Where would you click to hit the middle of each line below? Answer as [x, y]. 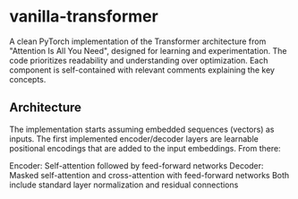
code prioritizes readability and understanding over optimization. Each [139, 60]
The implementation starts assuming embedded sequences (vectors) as [142, 129]
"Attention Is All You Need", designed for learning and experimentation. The [148, 50]
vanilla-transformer [84, 17]
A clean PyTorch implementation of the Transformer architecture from [138, 41]
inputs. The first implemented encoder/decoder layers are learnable [134, 138]
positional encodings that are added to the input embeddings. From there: [145, 148]
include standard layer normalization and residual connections [124, 185]
